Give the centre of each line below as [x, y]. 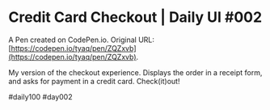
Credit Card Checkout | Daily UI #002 [135, 17]
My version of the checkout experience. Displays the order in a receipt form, [135, 72]
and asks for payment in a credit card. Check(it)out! [94, 81]
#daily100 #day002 [40, 96]
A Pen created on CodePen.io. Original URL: [82, 40]
